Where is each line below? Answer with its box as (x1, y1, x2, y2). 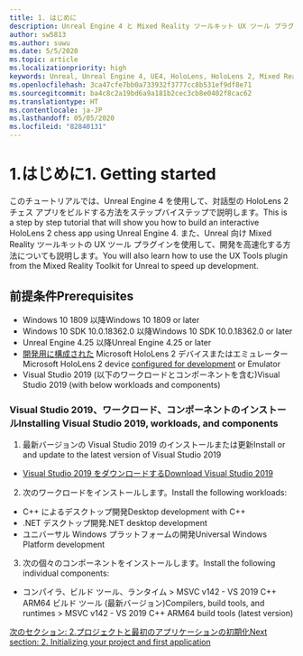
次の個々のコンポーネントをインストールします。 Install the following (22, 558, 276, 568)
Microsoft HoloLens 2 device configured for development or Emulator (22, 358, 281, 369)
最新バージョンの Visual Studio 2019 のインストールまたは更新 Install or (22, 439, 286, 450)
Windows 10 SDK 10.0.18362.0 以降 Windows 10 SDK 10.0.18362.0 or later (22, 326, 293, 337)
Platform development (22, 539, 106, 550)
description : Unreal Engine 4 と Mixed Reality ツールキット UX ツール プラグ (9, 22, 295, 31)
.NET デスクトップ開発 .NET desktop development (22, 518, 207, 529)
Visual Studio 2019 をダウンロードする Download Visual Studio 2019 (22, 468, 273, 479)
